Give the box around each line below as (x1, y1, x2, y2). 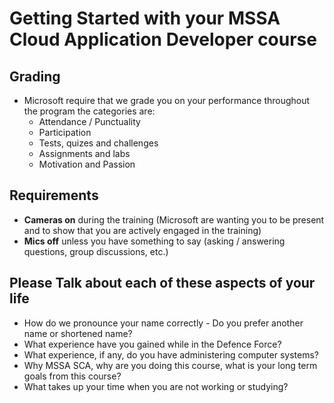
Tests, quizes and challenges (38, 137, 159, 149)
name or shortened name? (23, 327, 133, 339)
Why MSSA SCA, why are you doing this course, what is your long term (23, 359, 318, 371)
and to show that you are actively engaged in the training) (23, 224, 262, 236)
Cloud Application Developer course (9, 28, 317, 51)
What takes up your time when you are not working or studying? (23, 380, 289, 392)
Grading (9, 68, 61, 85)
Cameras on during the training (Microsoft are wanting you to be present (23, 213, 325, 226)
